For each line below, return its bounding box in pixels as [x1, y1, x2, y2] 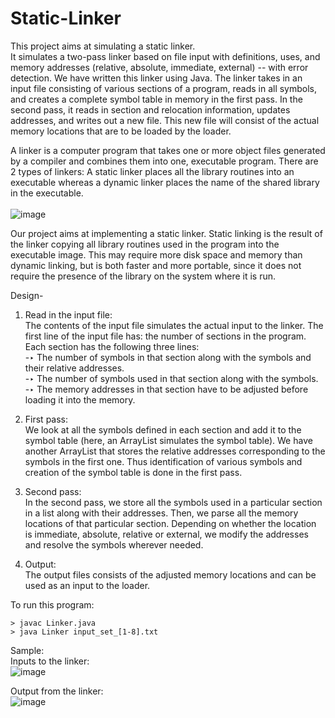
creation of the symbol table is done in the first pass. [24, 466, 243, 478]
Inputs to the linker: [10, 655, 90, 667]
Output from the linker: [10, 685, 104, 697]
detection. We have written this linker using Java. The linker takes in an [10, 72, 303, 84]
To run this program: [10, 598, 95, 611]
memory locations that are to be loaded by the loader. [10, 125, 232, 137]
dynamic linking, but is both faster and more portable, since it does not [10, 259, 302, 271]
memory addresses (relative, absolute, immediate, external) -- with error [10, 61, 309, 73]
